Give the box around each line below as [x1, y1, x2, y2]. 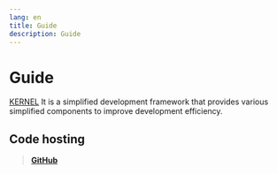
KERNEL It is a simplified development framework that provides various [9, 96, 269, 107]
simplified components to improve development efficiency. [9, 106, 223, 117]
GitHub [30, 155, 58, 166]
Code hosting [9, 132, 86, 147]
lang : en [9, 12, 42, 22]
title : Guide [9, 21, 58, 30]
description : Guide [9, 29, 81, 38]
